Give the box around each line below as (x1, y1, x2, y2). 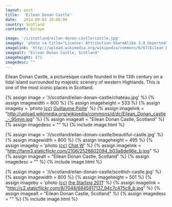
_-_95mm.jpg (5, 116, 33, 122)
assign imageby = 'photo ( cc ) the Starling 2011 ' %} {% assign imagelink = (5, 180, 160, 186)
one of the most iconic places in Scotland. (5, 85, 94, 91)
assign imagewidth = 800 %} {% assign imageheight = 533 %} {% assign (5, 100, 160, 106)
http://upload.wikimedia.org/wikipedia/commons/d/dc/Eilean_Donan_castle (7, 111, 166, 117)
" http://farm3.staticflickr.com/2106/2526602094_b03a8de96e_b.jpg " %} (5, 148, 160, 154)
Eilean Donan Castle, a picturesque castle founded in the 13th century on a (5, 74, 163, 80)
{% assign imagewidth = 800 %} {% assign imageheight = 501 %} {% (5, 174, 152, 180)
